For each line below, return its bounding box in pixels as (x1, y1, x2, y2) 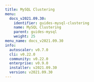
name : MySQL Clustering (13, 25, 62, 30)
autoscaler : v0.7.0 (9, 47, 49, 52)
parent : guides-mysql (13, 29, 57, 34)
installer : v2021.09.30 (9, 66, 57, 70)
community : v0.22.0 (9, 56, 49, 61)
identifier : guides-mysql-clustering (13, 20, 90, 26)
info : (5, 43, 16, 48)
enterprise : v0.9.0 (9, 61, 49, 66)
